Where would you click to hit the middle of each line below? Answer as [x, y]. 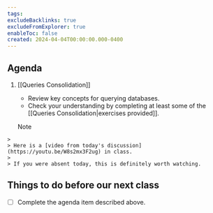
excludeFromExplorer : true [46, 27]
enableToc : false [32, 33]
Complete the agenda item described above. [81, 202]
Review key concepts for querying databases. [94, 98]
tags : [15, 14]
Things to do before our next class [83, 185]
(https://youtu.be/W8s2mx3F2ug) [54, 152]
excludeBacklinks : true [42, 20]
